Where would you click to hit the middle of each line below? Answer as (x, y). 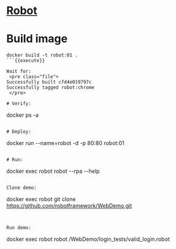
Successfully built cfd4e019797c (49, 82)
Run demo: (19, 228)
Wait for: (19, 71)
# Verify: (19, 104)
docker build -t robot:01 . (42, 55)
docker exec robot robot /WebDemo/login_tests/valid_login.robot (88, 239)
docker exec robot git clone (41, 199)
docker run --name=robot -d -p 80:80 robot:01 (65, 143)
